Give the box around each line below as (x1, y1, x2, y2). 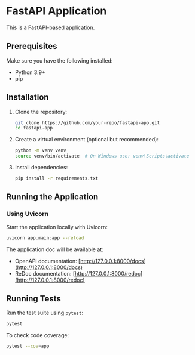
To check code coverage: (6, 332, 69, 339)
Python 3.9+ (14, 69, 46, 76)
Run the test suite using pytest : (6, 309, 84, 317)
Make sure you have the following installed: (6, 57, 113, 64)
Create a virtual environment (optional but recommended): (14, 136, 159, 143)
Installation (6, 92, 49, 103)
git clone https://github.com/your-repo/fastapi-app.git (14, 119, 160, 126)
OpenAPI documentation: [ (14, 257, 81, 264)
